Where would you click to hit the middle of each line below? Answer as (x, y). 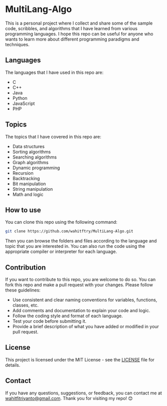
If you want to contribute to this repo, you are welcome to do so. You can (80, 280)
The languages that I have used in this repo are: (54, 72)
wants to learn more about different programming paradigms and (72, 39)
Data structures (29, 146)
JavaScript (24, 103)
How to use (23, 210)
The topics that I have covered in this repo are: (53, 137)
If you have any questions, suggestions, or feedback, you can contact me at (83, 393)
